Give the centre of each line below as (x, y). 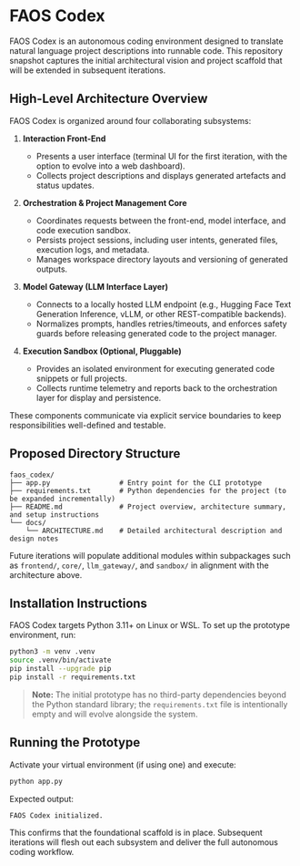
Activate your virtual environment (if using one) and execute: (123, 764)
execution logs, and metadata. (93, 249)
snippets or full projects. (81, 378)
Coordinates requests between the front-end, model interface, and (161, 221)
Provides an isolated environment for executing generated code (155, 368)
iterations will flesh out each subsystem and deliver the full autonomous (144, 842)
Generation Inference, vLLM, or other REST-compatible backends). (161, 314)
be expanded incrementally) (63, 499)
